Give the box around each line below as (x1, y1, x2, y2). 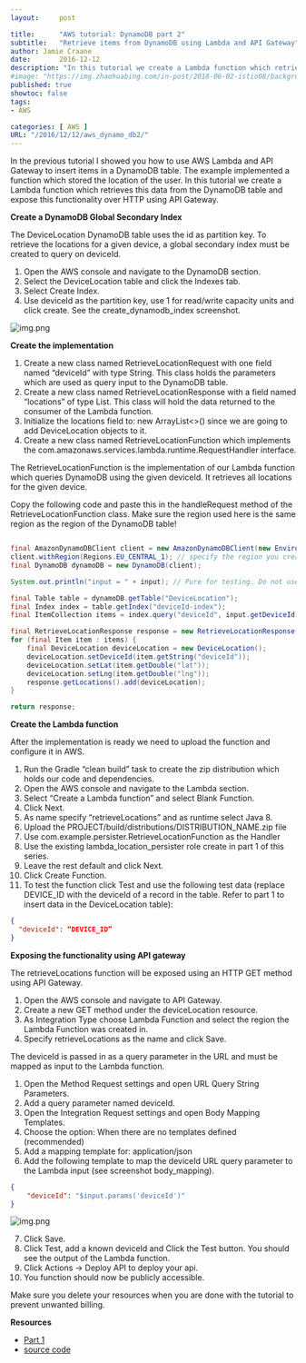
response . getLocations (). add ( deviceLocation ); (26, 678, 206, 687)
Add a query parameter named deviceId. (23, 1097, 175, 1109)
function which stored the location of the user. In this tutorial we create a (10, 174, 282, 186)
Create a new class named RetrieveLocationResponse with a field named (23, 387, 297, 398)
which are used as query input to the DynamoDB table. (23, 377, 229, 388)
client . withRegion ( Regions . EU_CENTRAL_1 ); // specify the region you (10, 552, 280, 562)
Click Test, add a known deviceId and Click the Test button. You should (23, 1243, 290, 1254)
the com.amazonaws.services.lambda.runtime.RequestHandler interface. (23, 444, 297, 455)
